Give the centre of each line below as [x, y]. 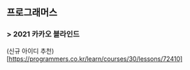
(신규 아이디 [23, 50]
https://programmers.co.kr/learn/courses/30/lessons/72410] [96, 59]
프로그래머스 [32, 13]
